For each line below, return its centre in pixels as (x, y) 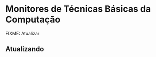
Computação (33, 20)
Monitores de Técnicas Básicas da (78, 9)
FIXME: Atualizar (22, 33)
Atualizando (25, 49)
